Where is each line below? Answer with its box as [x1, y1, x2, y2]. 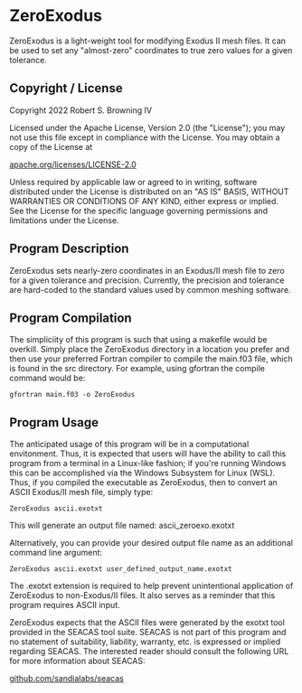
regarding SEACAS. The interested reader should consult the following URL [9, 646, 289, 657]
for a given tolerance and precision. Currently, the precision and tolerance [9, 275, 285, 286]
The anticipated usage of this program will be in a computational [9, 439, 250, 450]
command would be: [9, 372, 86, 384]
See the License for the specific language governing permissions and [9, 205, 269, 216]
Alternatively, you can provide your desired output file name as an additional [9, 538, 294, 548]
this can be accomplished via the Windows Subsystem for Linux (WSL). [9, 467, 276, 479]
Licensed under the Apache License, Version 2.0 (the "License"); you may [9, 122, 286, 133]
